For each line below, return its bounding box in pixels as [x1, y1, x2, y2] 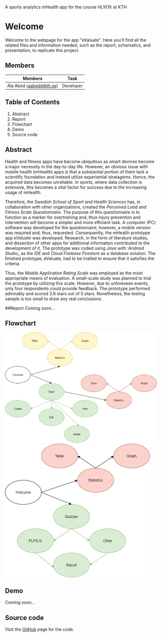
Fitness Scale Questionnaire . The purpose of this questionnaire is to [5, 209, 140, 215]
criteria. [5, 260, 21, 266]
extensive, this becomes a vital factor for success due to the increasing [5, 184, 147, 190]
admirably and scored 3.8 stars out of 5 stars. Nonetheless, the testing [5, 290, 146, 296]
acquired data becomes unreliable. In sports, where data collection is [5, 179, 142, 185]
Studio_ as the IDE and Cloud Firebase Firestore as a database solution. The [5, 250, 156, 256]
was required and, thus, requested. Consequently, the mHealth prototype [5, 230, 150, 236]
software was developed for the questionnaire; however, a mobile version [5, 224, 151, 230]
